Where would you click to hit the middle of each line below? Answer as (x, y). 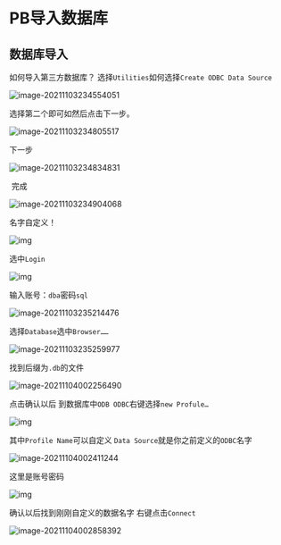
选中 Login (27, 259)
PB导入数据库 (59, 18)
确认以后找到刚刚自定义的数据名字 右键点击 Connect (103, 513)
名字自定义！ (33, 222)
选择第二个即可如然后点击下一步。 (72, 113)
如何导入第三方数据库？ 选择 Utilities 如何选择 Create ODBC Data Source (141, 77)
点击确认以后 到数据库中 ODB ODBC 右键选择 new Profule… (109, 404)
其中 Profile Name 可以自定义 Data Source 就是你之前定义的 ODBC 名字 (131, 440)
